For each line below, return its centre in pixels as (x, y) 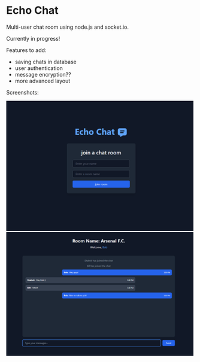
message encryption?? (43, 74)
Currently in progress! (33, 38)
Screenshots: (22, 92)
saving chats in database (46, 62)
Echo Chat (32, 10)
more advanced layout (43, 81)
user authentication (39, 68)
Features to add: (26, 50)
